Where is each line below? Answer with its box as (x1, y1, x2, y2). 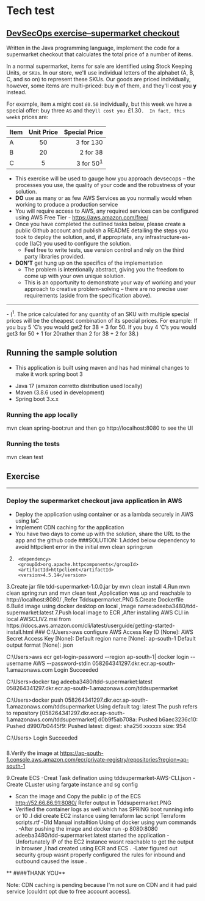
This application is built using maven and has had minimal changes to (15, 364, 190, 371)
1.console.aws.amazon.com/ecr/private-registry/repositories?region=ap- (6, 756, 189, 763)
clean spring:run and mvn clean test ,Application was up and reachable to (6, 589, 192, 597)
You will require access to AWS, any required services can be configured (15, 207, 199, 215)
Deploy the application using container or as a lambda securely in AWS (15, 510, 193, 518)
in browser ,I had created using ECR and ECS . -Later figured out (15, 844, 178, 851)
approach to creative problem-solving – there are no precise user (24, 285, 189, 293)
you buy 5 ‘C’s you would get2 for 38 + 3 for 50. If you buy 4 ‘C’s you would (6, 323, 196, 331)
